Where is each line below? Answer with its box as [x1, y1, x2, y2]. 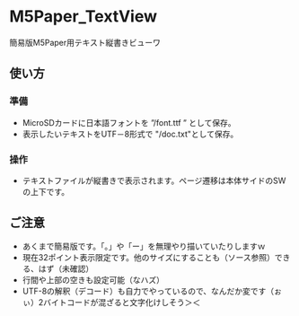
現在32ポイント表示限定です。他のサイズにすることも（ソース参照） [22, 251, 276, 262]
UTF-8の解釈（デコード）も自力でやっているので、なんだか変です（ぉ [22, 285, 283, 296]
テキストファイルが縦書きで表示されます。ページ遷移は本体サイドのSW [22, 175, 286, 186]
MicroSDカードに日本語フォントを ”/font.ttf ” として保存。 [22, 117, 236, 127]
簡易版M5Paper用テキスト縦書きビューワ [9, 37, 162, 48]
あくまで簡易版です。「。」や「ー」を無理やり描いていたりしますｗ [22, 241, 266, 251]
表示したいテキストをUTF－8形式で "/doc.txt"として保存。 [22, 128, 239, 139]
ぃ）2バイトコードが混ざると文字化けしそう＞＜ [22, 296, 201, 307]
